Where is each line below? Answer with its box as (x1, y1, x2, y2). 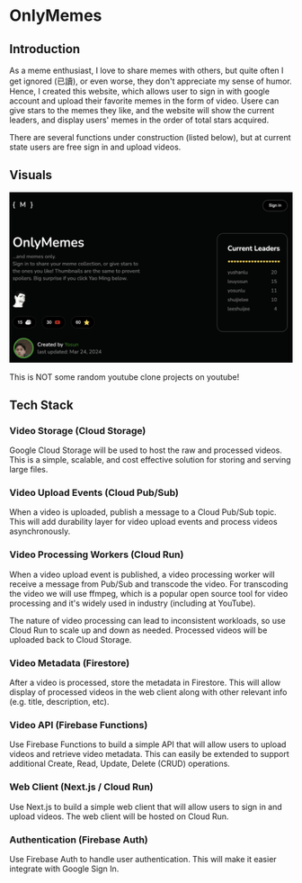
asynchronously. (9, 526, 71, 536)
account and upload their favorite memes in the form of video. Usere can (9, 95, 280, 106)
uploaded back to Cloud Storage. (9, 634, 132, 644)
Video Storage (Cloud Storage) (9, 424, 147, 437)
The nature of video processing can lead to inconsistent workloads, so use (9, 615, 286, 626)
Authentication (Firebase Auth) (9, 833, 148, 846)
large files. (9, 464, 49, 475)
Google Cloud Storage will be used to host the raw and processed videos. (9, 445, 283, 455)
